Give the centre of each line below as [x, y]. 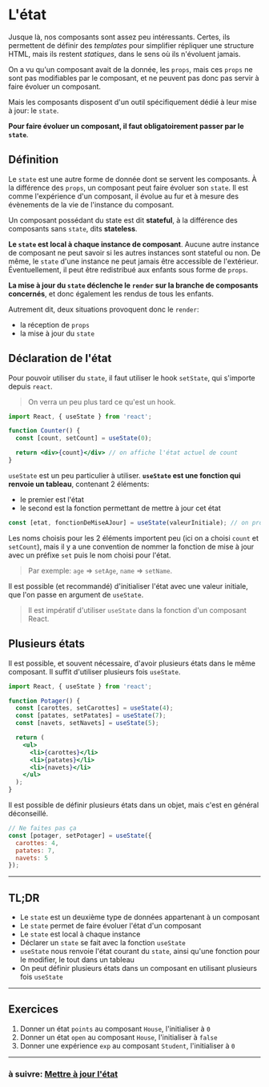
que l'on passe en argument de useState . [76, 594]
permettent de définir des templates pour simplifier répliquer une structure [131, 45]
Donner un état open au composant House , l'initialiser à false [118, 1037]
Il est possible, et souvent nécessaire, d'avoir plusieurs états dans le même [132, 663]
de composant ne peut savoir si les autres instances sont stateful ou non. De [134, 252]
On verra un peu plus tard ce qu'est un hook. [102, 401]
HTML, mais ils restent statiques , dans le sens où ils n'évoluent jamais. [124, 54]
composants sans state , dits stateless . [73, 228]
